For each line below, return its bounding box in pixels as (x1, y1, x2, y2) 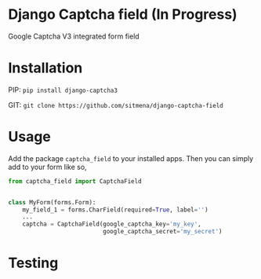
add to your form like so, (8, 162, 88, 171)
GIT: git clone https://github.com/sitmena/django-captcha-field (8, 100, 223, 109)
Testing (8, 254, 59, 272)
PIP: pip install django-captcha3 (8, 85, 118, 94)
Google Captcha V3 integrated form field (8, 31, 140, 41)
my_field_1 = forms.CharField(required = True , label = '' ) (22, 206, 209, 214)
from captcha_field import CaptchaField (8, 177, 143, 185)
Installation (8, 59, 83, 77)
